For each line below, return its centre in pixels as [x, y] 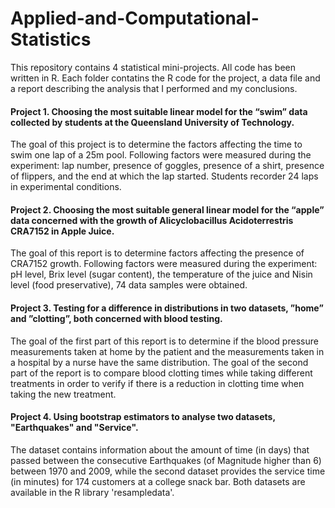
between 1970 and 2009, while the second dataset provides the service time [168, 471]
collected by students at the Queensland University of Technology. [152, 122]
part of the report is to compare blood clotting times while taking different [161, 373]
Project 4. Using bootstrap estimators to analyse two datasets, [143, 417]
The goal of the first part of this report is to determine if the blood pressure [164, 341]
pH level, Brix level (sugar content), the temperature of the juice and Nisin [161, 274]
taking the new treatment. [63, 394]
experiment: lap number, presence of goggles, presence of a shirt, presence [167, 166]
